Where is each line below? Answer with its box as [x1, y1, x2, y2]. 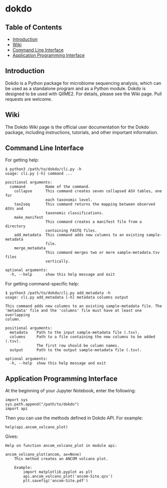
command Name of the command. [9, 184, 91, 190]
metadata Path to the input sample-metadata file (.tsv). [9, 330, 140, 335]
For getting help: [5, 157, 39, 163]
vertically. [45, 259, 70, 264]
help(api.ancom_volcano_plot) [5, 425, 68, 430]
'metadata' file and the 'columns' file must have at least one [5, 308, 142, 313]
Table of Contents [5, 23, 62, 32]
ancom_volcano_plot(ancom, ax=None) [5, 452, 81, 457]
